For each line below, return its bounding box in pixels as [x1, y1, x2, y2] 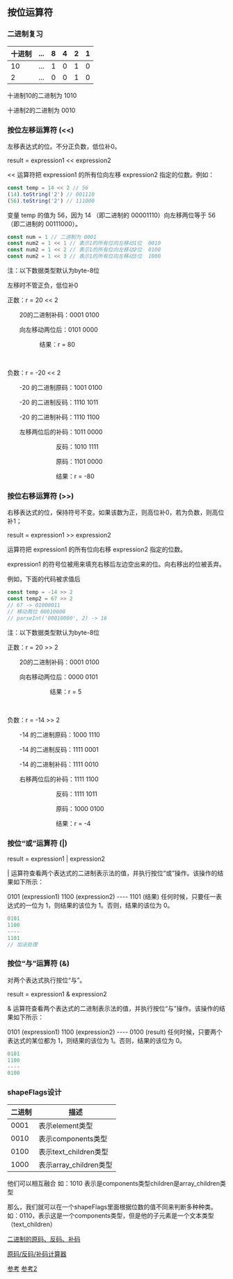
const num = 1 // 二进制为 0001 [7, 233, 97, 240]
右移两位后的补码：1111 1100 [19, 775, 99, 783]
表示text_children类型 [38, 1147, 109, 1156]
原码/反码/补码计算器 [7, 1249, 67, 1258]
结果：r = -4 [55, 819, 91, 827]
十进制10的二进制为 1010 [7, 91, 77, 100]
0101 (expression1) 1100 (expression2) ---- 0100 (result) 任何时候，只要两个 [7, 1028, 223, 1036]
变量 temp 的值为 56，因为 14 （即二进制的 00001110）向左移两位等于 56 [7, 211, 216, 219]
